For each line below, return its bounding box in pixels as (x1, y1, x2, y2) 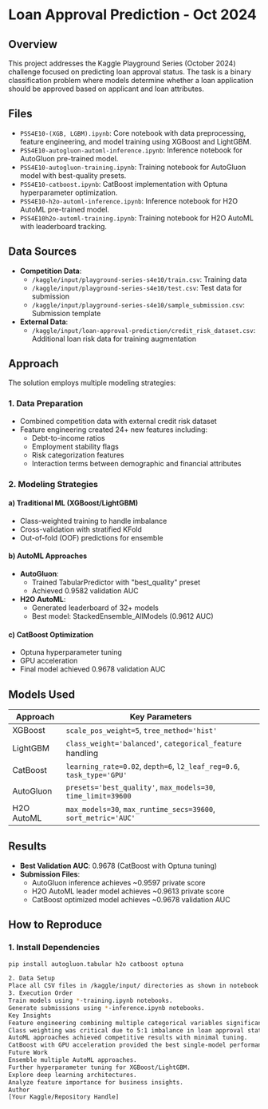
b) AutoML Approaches (8, 551, 88, 560)
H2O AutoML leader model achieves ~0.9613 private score (31, 886, 225, 896)
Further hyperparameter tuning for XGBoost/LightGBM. (8, 1063, 191, 1071)
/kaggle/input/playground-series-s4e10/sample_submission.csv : (31, 299, 246, 309)
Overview (8, 38, 58, 51)
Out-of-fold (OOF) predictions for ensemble (19, 533, 164, 542)
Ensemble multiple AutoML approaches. (8, 1056, 137, 1064)
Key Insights (8, 1012, 52, 1020)
